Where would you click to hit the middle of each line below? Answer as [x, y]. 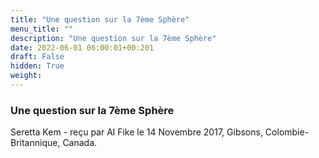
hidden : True [37, 66]
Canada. [80, 143]
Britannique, [35, 143]
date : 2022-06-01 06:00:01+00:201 [82, 47]
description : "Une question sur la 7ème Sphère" [113, 38]
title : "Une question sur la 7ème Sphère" [100, 19]
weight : [26, 76]
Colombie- [287, 132]
